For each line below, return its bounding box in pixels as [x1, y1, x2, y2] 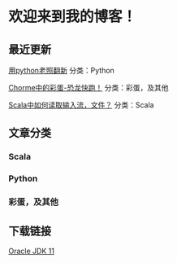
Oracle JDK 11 [8, 246, 55, 256]
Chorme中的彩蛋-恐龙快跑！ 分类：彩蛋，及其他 [8, 83, 169, 92]
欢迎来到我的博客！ [8, 7, 137, 26]
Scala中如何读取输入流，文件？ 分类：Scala [8, 100, 154, 110]
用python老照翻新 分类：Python [8, 66, 115, 75]
